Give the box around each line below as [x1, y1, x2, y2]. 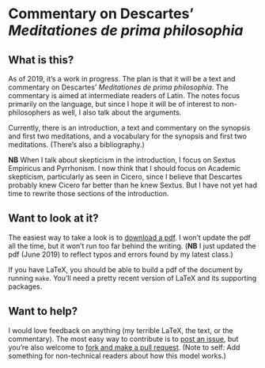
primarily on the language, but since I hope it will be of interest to [8, 100, 220, 108]
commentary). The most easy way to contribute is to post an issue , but [8, 334, 239, 343]
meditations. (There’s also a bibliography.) [8, 140, 145, 149]
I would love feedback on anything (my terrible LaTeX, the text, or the [8, 325, 233, 335]
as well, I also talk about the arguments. [52, 108, 182, 117]
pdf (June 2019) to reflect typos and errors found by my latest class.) [8, 249, 233, 259]
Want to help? [8, 305, 78, 318]
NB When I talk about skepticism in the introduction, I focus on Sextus [8, 155, 236, 165]
